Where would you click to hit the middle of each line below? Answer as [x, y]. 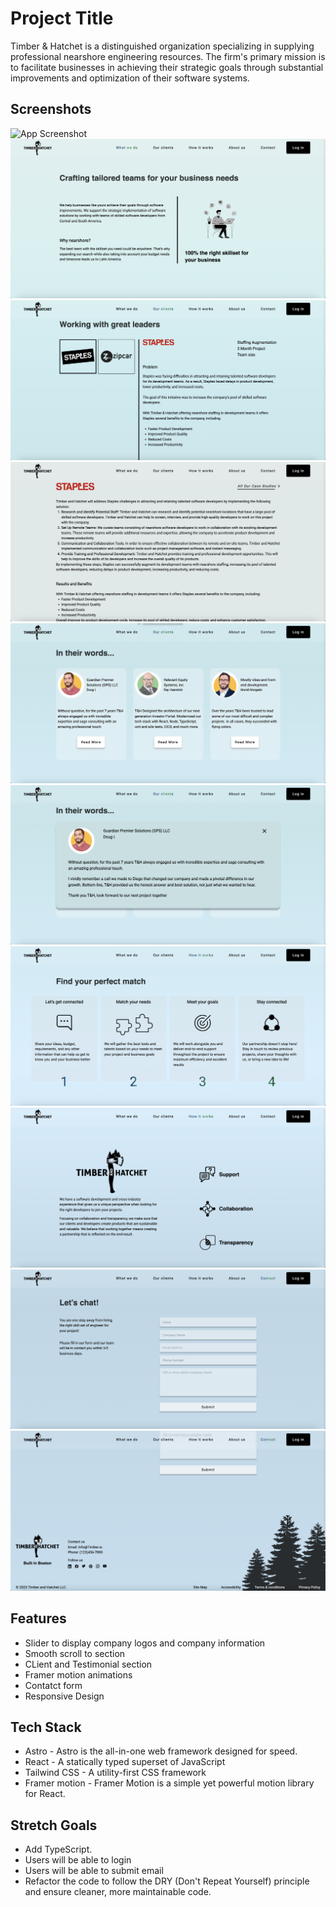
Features [38, 1618]
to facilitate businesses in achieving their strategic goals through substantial [167, 67]
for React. [45, 1794]
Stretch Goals [54, 1825]
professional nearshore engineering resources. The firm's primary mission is [168, 56]
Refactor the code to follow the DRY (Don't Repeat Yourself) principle [167, 1881]
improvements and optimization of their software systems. [130, 78]
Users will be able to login [78, 1860]
